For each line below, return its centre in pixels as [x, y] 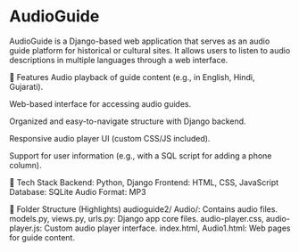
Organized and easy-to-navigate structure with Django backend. [128, 121]
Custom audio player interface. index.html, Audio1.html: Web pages [167, 228]
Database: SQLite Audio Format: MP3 [78, 191]
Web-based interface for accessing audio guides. [100, 103]
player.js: [26, 228]
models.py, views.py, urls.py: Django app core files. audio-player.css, [137, 218]
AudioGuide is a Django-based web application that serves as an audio [140, 41]
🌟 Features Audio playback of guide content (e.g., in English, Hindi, [132, 77]
